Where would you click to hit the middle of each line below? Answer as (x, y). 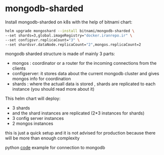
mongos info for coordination (41, 79)
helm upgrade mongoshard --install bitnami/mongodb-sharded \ (70, 31)
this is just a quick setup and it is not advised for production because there (80, 133)
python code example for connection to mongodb (55, 148)
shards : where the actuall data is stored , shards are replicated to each (84, 84)
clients (19, 68)
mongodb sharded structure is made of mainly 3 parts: (60, 54)
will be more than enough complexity (42, 138)
